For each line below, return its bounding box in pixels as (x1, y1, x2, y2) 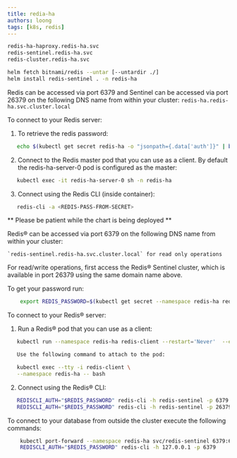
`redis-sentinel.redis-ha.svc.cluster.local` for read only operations (7, 251, 222, 258)
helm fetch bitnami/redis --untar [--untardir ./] (7, 69, 159, 76)
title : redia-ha (7, 10, 55, 18)
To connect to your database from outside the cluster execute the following (7, 416, 226, 425)
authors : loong (7, 17, 52, 24)
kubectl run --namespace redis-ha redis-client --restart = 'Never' (16, 339, 217, 346)
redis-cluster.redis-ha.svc (7, 56, 90, 64)
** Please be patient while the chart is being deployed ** (7, 216, 172, 225)
